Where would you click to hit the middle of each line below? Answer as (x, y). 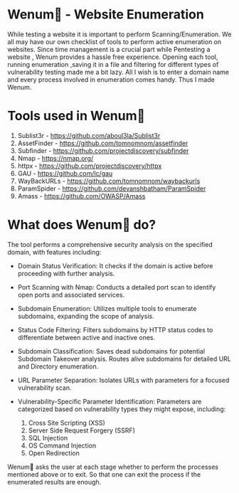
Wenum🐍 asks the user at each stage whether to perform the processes (113, 467)
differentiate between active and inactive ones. (86, 337)
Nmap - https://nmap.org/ (55, 158)
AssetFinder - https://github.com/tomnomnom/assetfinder (103, 143)
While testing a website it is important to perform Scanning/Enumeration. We (119, 34)
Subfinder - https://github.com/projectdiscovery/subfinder (103, 150)
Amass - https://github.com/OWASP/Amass (81, 196)
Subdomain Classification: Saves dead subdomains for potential (111, 351)
